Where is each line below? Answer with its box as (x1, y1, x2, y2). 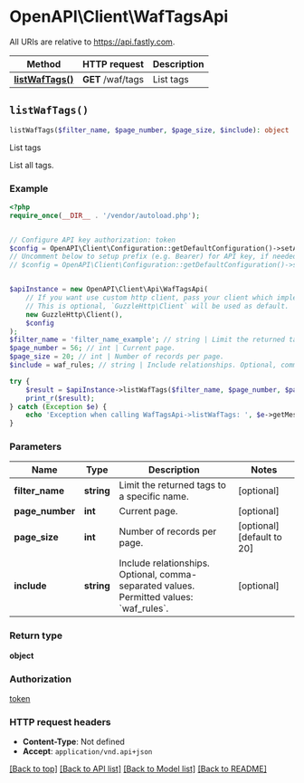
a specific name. (119, 491, 189, 503)
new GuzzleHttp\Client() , (25, 310, 124, 319)
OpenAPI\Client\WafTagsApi (9, 6, 229, 27)
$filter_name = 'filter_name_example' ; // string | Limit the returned (9, 335, 285, 345)
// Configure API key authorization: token (9, 235, 176, 244)
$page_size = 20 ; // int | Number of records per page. (9, 352, 224, 361)
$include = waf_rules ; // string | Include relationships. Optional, (9, 360, 278, 370)
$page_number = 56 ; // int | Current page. (9, 344, 176, 353)
